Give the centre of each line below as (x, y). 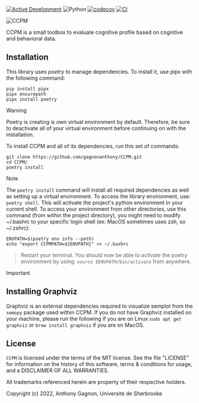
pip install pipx (28, 89)
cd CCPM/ (17, 162)
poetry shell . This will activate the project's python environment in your (94, 202)
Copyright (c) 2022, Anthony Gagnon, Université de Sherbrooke (84, 393)
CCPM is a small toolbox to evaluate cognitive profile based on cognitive (94, 32)
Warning (16, 110)
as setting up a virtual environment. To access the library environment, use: (98, 196)
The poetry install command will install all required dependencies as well (97, 190)
